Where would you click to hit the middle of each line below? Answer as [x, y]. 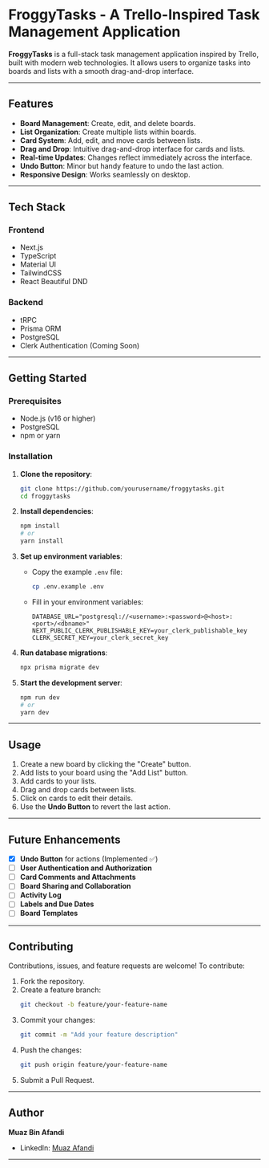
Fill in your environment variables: [88, 602]
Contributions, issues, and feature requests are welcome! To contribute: [127, 966]
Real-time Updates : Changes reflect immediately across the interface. [136, 157]
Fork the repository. [52, 982]
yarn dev [34, 712]
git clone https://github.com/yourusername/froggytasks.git [122, 488]
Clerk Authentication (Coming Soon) [80, 345]
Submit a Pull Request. [57, 1080]
